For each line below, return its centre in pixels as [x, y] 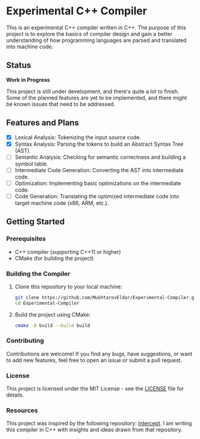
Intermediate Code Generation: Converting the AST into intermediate [99, 170]
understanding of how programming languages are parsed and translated [96, 40]
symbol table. [32, 164]
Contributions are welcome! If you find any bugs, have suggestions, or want [99, 354]
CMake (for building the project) [54, 258]
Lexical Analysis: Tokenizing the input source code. [78, 137]
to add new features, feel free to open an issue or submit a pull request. [94, 360]
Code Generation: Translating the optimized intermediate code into [97, 196]
